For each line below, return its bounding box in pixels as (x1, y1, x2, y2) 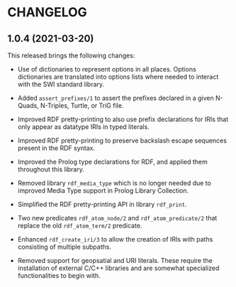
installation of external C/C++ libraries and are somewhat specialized (17, 264, 220, 272)
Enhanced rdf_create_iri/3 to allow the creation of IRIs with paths (17, 235, 213, 243)
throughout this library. (17, 165, 85, 174)
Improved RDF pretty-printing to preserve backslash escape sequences (17, 136, 227, 145)
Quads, (17, 101, 39, 110)
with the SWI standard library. (17, 80, 105, 89)
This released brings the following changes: (7, 51, 135, 60)
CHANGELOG (7, 4, 87, 21)
